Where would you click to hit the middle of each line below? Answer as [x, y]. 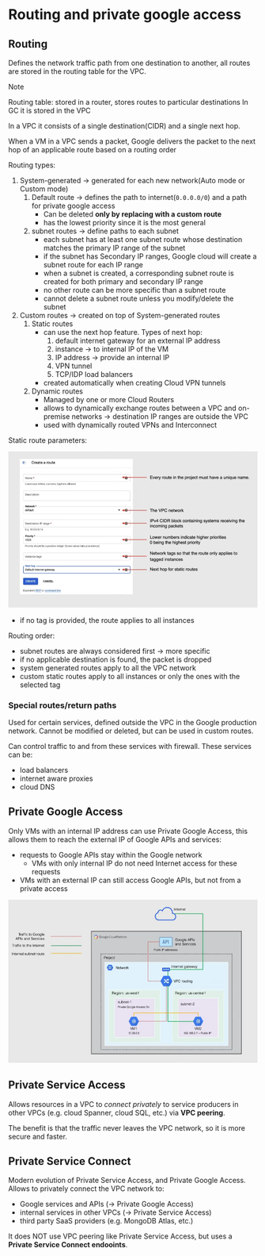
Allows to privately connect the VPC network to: [86, 1189]
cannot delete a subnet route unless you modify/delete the [138, 298]
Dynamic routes [57, 391]
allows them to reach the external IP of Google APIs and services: [115, 839]
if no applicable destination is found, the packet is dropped [115, 659]
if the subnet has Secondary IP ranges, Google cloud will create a [150, 256]
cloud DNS [37, 786]
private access [44, 888]
